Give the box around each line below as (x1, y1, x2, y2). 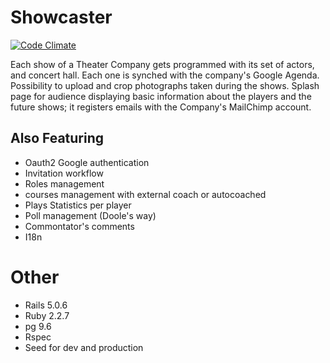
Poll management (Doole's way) (24, 209, 157, 221)
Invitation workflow (24, 167, 104, 179)
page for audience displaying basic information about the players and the (10, 90, 312, 102)
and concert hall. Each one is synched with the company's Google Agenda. (10, 69, 320, 81)
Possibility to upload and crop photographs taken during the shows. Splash (10, 79, 320, 91)
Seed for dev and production (24, 341, 144, 353)
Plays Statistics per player (24, 199, 132, 211)
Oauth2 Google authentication (24, 156, 150, 168)
